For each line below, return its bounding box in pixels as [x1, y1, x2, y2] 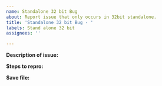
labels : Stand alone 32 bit [6, 25, 75, 31]
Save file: [6, 74, 30, 81]
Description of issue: [6, 51, 59, 59]
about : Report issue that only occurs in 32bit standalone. [6, 14, 157, 20]
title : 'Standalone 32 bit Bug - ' [6, 19, 94, 25]
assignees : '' [6, 30, 41, 36]
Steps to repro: [6, 63, 44, 70]
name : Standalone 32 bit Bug [6, 8, 78, 15]
